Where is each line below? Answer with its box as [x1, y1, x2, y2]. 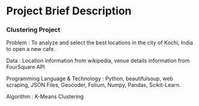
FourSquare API [6, 63, 45, 71]
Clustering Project [6, 26, 61, 34]
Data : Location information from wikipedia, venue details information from [6, 57, 190, 64]
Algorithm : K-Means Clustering [6, 93, 84, 100]
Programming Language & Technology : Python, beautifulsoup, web [6, 75, 174, 82]
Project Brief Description [6, 4, 132, 18]
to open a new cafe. [6, 46, 56, 53]
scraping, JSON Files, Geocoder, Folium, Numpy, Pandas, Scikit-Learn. [6, 81, 181, 89]
